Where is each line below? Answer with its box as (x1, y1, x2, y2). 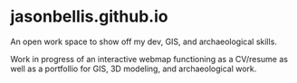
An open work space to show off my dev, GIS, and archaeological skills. (10, 36, 277, 47)
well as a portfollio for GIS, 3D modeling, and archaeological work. (10, 63, 257, 74)
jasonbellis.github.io (10, 6, 168, 27)
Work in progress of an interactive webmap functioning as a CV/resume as (10, 53, 289, 64)
